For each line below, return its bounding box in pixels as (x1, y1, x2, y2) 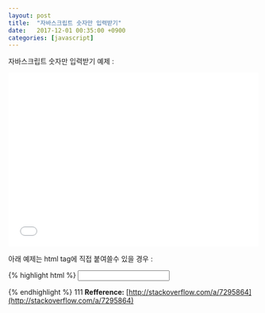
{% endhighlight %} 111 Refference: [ (8, 288, 129, 297)
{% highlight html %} (8, 271, 77, 280)
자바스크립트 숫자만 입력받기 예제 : (8, 56, 114, 66)
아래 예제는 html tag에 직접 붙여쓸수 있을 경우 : (8, 254, 153, 264)
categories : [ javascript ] (8, 33, 94, 42)
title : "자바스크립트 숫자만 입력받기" (8, 19, 122, 27)
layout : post (8, 11, 52, 20)
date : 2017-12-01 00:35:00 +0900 (8, 26, 126, 34)
